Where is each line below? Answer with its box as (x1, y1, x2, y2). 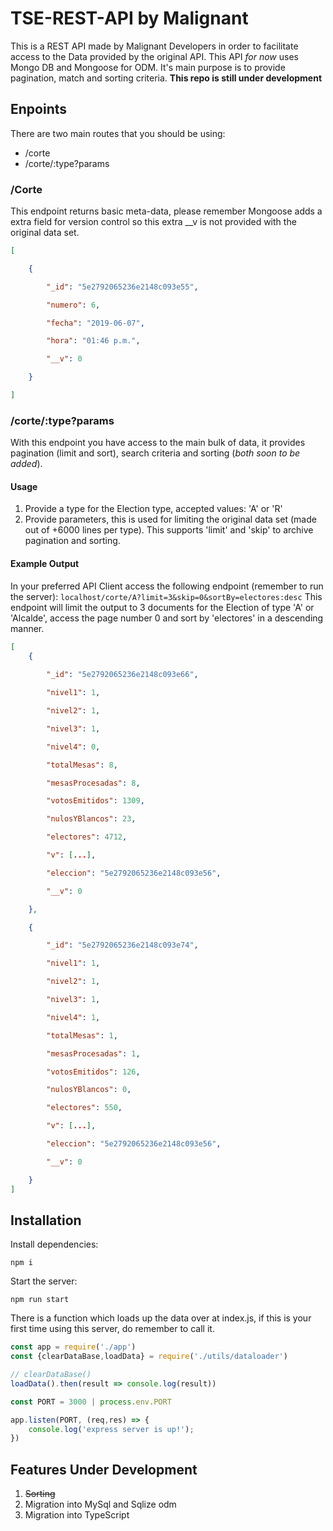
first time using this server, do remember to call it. (10, 1323, 215, 1335)
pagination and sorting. (24, 535, 121, 547)
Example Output (10, 558, 80, 570)
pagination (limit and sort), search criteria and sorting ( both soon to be (10, 447, 301, 459)
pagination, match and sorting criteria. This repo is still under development (10, 72, 323, 84)
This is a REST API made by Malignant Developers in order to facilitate (10, 40, 299, 52)
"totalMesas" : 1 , (46, 1030, 118, 1041)
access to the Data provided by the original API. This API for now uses (10, 50, 299, 62)
